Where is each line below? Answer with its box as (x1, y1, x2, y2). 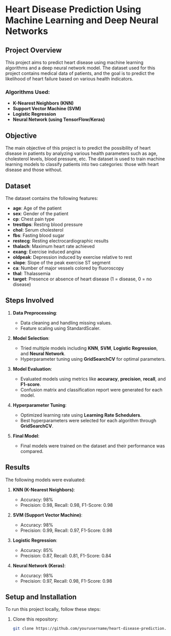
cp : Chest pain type (12, 216, 55, 222)
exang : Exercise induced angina (12, 249, 81, 255)
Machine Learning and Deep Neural (5, 14, 159, 26)
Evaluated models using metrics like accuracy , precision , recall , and (20, 376, 166, 382)
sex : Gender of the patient (12, 210, 69, 216)
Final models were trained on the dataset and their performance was (20, 442, 165, 449)
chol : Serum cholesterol (12, 227, 64, 233)
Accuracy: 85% (20, 547, 53, 553)
